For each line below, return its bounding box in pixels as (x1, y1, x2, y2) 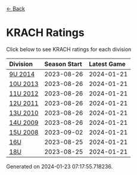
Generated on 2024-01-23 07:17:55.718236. (6, 162, 113, 170)
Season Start (44, 60, 82, 68)
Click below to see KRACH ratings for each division (6, 45, 132, 53)
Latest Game (89, 60, 126, 68)
